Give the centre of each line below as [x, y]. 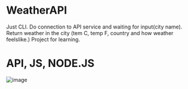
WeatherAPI [37, 10]
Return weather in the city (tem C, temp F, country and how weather [90, 33]
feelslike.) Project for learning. [43, 39]
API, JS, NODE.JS [50, 63]
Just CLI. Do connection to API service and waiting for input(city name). [94, 27]
